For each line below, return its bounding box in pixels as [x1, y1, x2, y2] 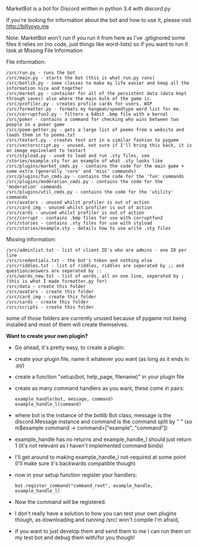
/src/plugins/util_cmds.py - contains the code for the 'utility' [6, 189, 174, 195]
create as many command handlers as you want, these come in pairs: [14, 385, 185, 392]
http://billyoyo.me [6, 23, 49, 30]
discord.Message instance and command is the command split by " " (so [14, 418, 193, 425]
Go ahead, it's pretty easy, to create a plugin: [14, 344, 125, 351]
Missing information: [6, 236, 56, 242]
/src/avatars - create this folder [6, 289, 94, 295]
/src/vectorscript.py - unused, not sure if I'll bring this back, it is [6, 142, 193, 148]
